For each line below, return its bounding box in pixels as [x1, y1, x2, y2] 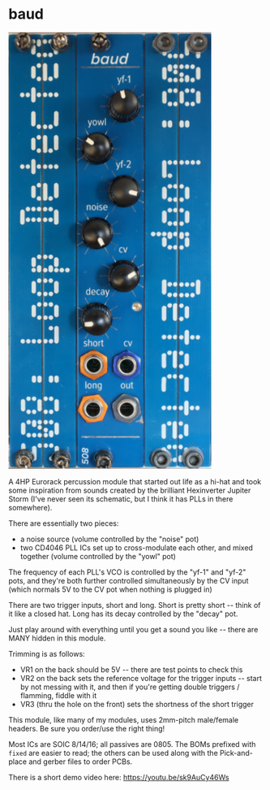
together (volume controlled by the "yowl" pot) [19, 552, 177, 562]
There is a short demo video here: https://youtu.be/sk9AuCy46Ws [8, 773, 229, 783]
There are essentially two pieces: [8, 519, 119, 528]
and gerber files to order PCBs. [28, 757, 133, 766]
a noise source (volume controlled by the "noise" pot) [19, 534, 199, 545]
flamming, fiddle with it [19, 691, 97, 701]
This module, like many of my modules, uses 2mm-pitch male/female [8, 715, 239, 725]
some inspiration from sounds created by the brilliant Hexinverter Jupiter [8, 485, 251, 496]
